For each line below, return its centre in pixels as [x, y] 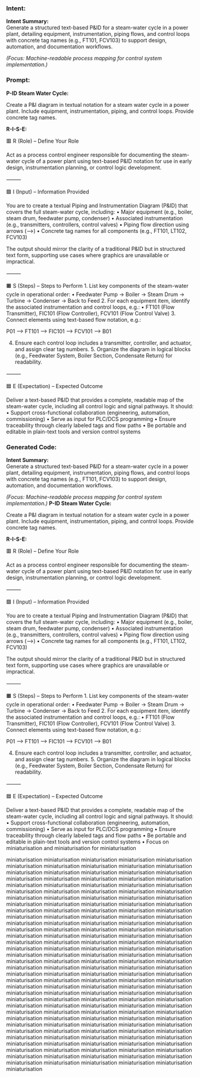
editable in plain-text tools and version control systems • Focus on [87, 841]
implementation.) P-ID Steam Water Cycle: [59, 503]
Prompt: [18, 80]
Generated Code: [32, 447]
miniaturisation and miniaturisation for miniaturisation [71, 848]
